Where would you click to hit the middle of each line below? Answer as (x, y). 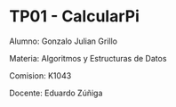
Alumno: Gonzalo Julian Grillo (64, 41)
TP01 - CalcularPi (75, 16)
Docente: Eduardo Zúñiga (56, 93)
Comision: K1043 (40, 75)
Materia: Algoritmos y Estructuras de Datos (88, 58)
